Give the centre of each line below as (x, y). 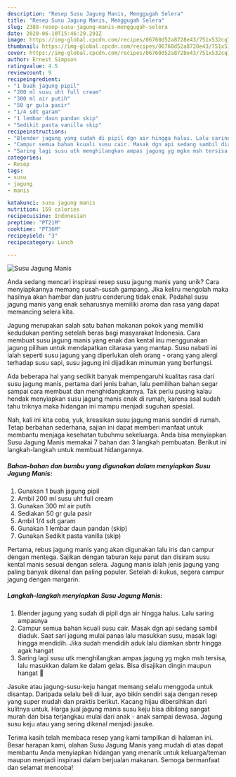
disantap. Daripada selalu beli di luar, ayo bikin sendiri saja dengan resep (112, 694)
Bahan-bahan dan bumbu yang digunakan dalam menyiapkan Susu (109, 465)
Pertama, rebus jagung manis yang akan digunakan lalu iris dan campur (111, 550)
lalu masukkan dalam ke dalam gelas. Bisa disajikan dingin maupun (114, 666)
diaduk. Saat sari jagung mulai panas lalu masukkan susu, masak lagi (117, 636)
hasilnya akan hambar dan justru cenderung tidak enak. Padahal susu (108, 297)
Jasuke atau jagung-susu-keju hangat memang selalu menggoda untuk (110, 687)
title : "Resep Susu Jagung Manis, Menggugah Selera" (86, 20)
